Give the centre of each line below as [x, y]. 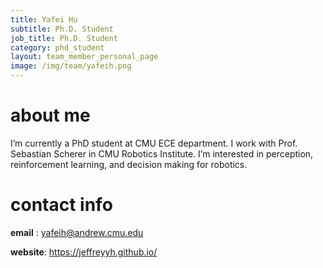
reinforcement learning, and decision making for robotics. [129, 164]
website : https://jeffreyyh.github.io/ [84, 252]
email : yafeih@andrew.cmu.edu [77, 232]
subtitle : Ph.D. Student [62, 29]
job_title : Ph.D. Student [64, 38]
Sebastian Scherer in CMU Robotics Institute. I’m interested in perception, [162, 153]
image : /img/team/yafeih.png [71, 66]
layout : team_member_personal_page [84, 57]
